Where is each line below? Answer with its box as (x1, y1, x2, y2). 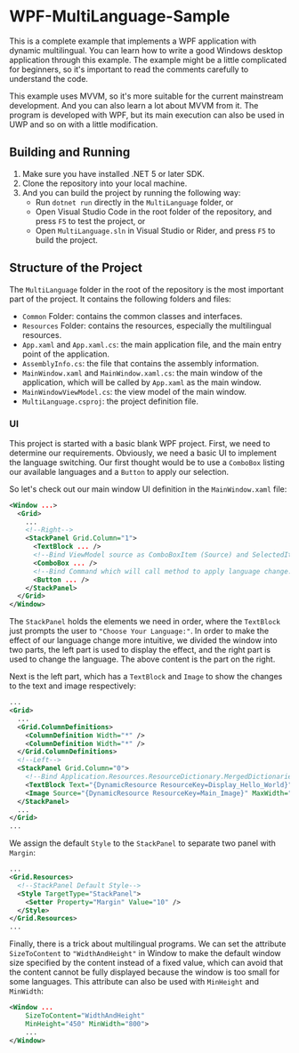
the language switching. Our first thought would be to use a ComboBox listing (9, 456, 285, 468)
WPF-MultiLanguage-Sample (9, 6, 230, 27)
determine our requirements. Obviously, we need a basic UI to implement (9, 447, 278, 458)
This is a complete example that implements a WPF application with (9, 36, 256, 46)
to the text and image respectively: (9, 680, 136, 691)
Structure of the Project (9, 261, 142, 276)
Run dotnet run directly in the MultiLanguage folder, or (35, 197, 234, 207)
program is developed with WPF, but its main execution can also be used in (9, 109, 285, 120)
